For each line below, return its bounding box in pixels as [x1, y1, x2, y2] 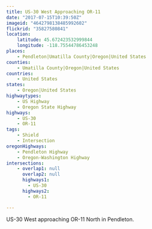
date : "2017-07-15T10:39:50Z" [6, 14, 82, 20]
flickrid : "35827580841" [6, 25, 68, 32]
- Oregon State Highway [17, 104, 77, 110]
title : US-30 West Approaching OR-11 [6, 8, 101, 15]
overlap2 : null [22, 171, 61, 178]
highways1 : [22, 177, 50, 183]
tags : [6, 127, 20, 133]
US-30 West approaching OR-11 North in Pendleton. [6, 215, 135, 223]
